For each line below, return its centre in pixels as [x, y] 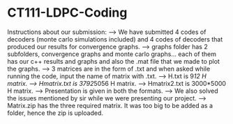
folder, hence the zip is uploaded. [55, 113]
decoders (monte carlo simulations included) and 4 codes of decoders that [115, 39]
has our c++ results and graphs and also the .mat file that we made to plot [113, 61]
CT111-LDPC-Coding [67, 13]
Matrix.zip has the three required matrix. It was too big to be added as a [110, 105]
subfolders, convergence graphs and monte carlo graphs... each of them [112, 54]
